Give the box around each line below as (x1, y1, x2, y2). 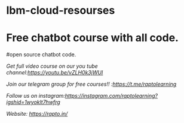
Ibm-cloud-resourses (6, 4, 115, 17)
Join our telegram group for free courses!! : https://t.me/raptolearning (6, 80, 177, 88)
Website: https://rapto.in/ (6, 110, 68, 118)
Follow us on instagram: (6, 92, 66, 100)
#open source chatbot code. (6, 51, 76, 58)
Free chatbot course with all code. (6, 31, 179, 45)
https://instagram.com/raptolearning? (65, 92, 158, 100)
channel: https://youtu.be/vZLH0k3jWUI (6, 69, 103, 76)
